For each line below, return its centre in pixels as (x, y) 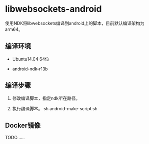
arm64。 (14, 29)
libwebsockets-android (53, 9)
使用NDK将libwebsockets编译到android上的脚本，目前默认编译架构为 (75, 23)
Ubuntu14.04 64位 (31, 59)
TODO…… (15, 138)
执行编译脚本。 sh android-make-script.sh (55, 108)
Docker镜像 (23, 125)
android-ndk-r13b (30, 69)
